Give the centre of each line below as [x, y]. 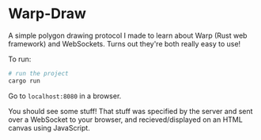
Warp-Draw [47, 14]
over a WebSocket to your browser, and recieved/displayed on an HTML [125, 120]
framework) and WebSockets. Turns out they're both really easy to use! [125, 43]
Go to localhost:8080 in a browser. [65, 96]
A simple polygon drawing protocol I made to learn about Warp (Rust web [128, 35]
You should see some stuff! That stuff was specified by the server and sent [130, 111]
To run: [20, 59]
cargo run [25, 81]
